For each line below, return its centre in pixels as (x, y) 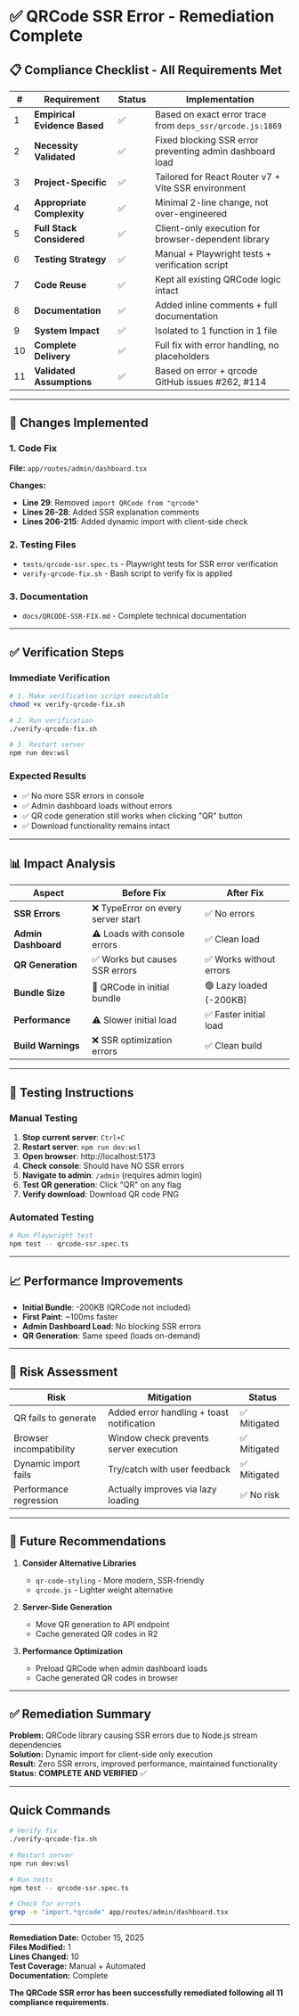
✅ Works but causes (135, 959)
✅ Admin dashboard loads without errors (97, 805)
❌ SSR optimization (132, 1041)
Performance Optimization (72, 1650)
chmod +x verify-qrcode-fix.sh (67, 704)
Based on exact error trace (211, 115)
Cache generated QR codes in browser (107, 1677)
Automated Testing (52, 1217)
